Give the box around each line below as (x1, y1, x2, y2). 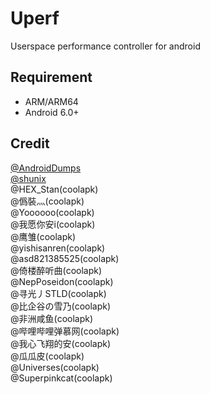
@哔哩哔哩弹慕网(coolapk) (10, 325, 120, 337)
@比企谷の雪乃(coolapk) (10, 300, 112, 312)
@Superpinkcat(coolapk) (10, 372, 113, 384)
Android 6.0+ (24, 106, 80, 118)
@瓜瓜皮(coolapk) (10, 350, 85, 362)
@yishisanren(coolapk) (10, 242, 106, 254)
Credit (10, 135, 50, 152)
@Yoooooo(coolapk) (10, 206, 95, 218)
